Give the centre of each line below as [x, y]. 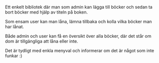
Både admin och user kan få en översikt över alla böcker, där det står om [78, 36]
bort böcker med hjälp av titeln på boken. [46, 12]
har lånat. [15, 27]
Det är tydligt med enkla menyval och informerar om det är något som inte [79, 51]
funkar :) [14, 56]
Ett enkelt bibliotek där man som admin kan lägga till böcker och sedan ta [79, 7]
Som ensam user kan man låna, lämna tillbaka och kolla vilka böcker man [79, 22]
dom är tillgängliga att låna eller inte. [42, 41]
